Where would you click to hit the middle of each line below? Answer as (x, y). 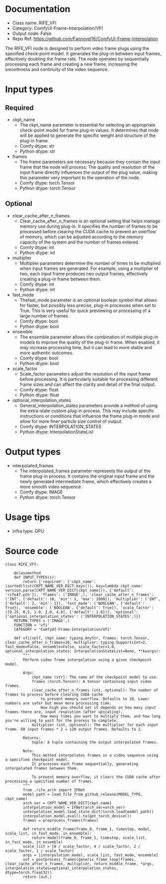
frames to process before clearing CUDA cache (54, 695)
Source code (32, 551)
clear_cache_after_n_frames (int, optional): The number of (95, 690)
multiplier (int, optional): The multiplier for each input (95, 725)
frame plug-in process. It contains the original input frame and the (87, 476)
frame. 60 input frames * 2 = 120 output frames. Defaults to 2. (74, 729)
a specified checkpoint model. (37, 759)
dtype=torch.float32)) (28, 872)
